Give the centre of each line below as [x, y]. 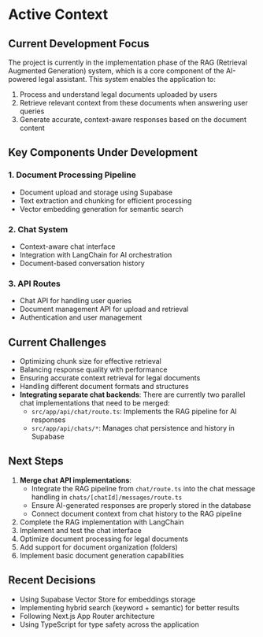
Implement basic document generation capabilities [102, 555]
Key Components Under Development [103, 152]
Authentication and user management [81, 317]
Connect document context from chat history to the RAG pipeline [137, 513]
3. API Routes [34, 283]
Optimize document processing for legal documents [104, 539]
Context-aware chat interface [67, 246]
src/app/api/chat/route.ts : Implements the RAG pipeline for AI [134, 412]
